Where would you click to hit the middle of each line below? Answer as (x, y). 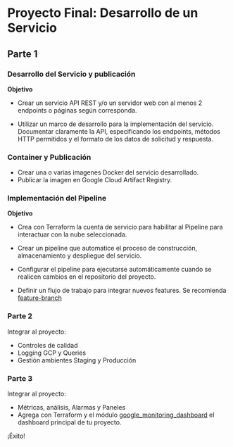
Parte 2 (20, 316)
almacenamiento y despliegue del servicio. (80, 256)
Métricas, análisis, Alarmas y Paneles (71, 408)
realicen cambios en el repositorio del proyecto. (87, 277)
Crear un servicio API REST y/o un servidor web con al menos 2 (110, 103)
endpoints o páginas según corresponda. (77, 110)
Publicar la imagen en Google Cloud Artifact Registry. (95, 180)
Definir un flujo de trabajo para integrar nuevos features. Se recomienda (122, 291)
